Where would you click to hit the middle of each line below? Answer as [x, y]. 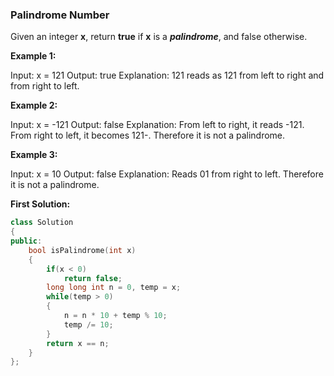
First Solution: [40, 204]
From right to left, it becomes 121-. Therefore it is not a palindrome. [148, 135]
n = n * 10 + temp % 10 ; [115, 316]
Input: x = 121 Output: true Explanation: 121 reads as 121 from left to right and [167, 75]
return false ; [93, 278]
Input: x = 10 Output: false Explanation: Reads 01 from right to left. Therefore [167, 174]
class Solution [42, 223]
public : [26, 241]
